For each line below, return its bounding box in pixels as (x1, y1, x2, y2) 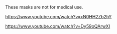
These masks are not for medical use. (5, 4, 83, 10)
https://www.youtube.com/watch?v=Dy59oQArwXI (5, 23, 110, 29)
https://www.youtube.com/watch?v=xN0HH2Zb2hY (5, 14, 112, 19)
